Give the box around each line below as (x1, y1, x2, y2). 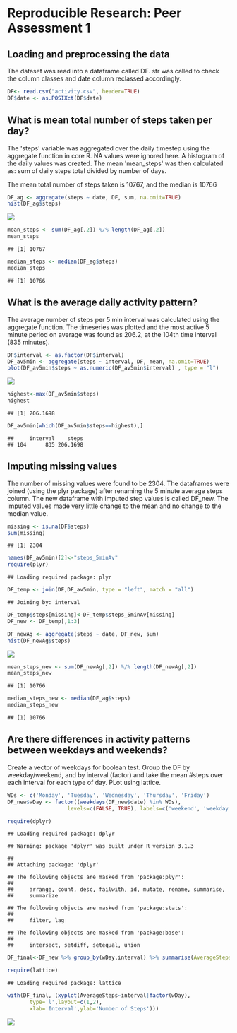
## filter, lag (7, 917, 65, 924)
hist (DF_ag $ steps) (7, 200, 61, 208)
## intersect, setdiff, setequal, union (7, 942, 140, 949)
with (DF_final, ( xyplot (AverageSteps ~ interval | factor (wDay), (7, 992, 191, 999)
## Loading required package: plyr (7, 574, 112, 581)
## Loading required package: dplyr (7, 830, 115, 838)
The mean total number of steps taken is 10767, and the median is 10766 (7, 180, 217, 189)
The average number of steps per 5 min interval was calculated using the (7, 315, 220, 324)
